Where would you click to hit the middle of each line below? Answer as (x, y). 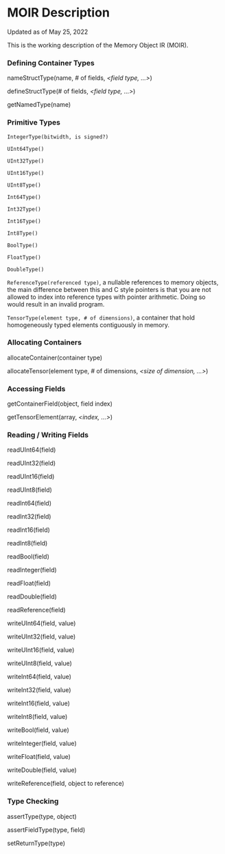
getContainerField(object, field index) (60, 404)
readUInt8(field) (30, 490)
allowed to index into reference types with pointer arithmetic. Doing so (106, 297)
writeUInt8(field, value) (39, 663)
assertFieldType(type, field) (46, 830)
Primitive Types (34, 123)
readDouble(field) (32, 596)
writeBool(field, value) (38, 730)
